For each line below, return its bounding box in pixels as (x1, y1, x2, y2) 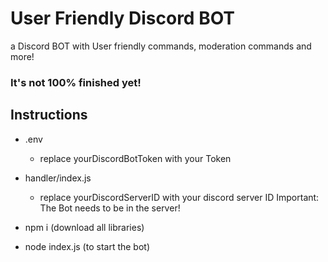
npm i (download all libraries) (24, 221, 145, 233)
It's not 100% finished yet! (10, 75, 142, 89)
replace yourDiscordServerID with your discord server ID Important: (39, 191, 320, 203)
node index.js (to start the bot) (24, 240, 151, 252)
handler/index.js (24, 172, 92, 184)
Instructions (10, 107, 88, 124)
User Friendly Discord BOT (10, 7, 236, 30)
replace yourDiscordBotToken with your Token (39, 152, 232, 164)
